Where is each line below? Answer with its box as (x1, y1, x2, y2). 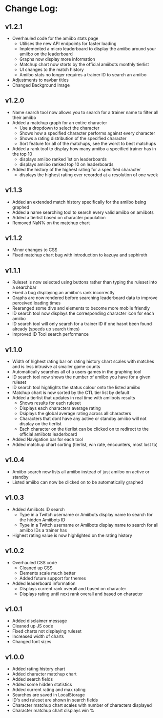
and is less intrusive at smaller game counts (12, 364, 101, 370)
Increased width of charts (12, 633, 64, 639)
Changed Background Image (12, 82, 70, 88)
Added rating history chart (12, 666, 65, 672)
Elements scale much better (19, 570, 76, 576)
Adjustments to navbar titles (12, 77, 69, 83)
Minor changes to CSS (12, 247, 58, 253)
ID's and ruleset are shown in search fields (12, 697, 98, 703)
